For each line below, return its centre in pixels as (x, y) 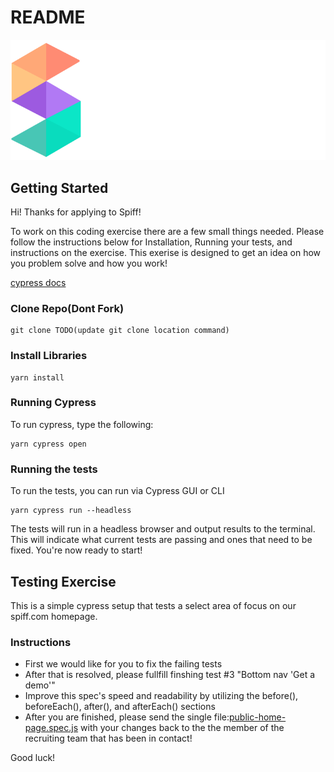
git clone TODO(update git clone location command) (120, 331)
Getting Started (59, 187)
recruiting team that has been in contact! (108, 738)
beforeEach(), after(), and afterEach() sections (120, 707)
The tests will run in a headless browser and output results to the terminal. (163, 529)
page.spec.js (51, 728)
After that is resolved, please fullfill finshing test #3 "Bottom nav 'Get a (170, 675)
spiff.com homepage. (54, 616)
